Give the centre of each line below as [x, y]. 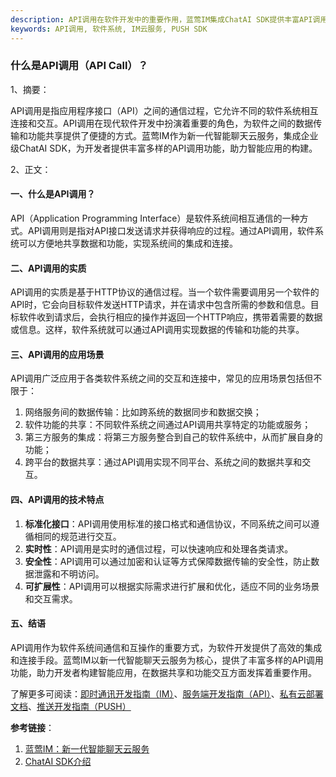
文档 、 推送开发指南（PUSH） [71, 706]
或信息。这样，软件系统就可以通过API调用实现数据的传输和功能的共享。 [157, 330]
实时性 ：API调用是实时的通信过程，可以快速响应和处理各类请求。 [159, 548]
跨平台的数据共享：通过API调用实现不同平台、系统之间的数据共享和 [163, 462]
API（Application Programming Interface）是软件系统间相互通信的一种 [155, 218]
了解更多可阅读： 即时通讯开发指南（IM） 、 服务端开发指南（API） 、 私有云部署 [167, 693]
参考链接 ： [32, 727]
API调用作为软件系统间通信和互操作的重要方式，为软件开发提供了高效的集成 [166, 647]
